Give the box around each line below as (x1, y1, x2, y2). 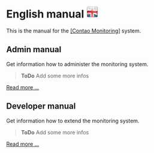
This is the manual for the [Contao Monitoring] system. (6, 27, 141, 34)
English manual (6, 7, 84, 21)
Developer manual (6, 101, 76, 112)
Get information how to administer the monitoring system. (6, 60, 149, 68)
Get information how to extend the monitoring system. (6, 117, 140, 124)
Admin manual (6, 44, 62, 55)
